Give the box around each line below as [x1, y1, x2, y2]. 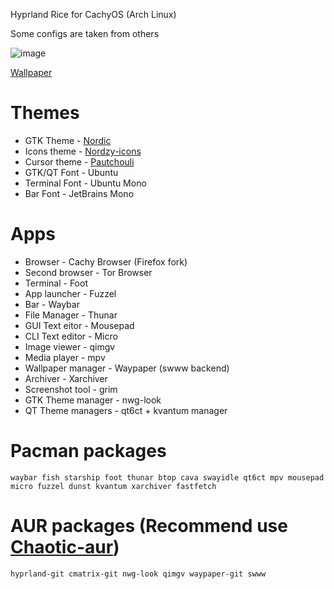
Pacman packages [10, 440, 167, 463]
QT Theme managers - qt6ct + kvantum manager [24, 404, 228, 416]
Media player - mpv [24, 351, 106, 363]
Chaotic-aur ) [10, 536, 120, 558]
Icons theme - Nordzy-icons [24, 145, 142, 157]
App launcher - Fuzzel [24, 287, 117, 299]
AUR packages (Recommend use [10, 515, 288, 537]
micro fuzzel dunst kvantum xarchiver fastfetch [10, 481, 217, 491]
